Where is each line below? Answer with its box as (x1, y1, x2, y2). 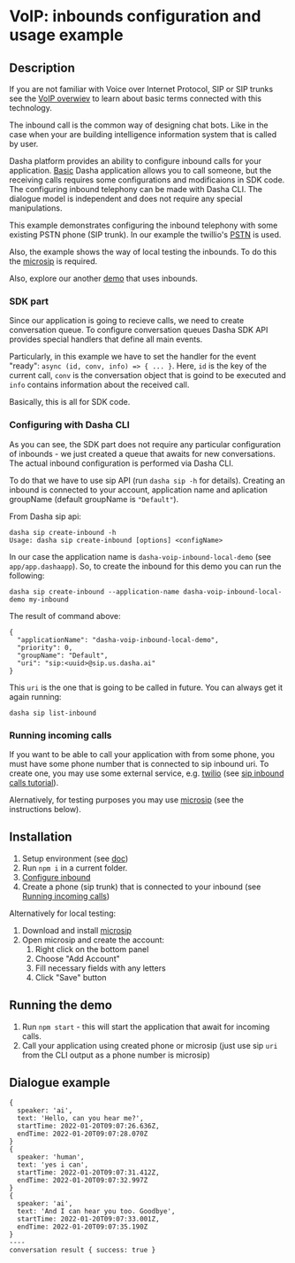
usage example (9, 25, 124, 45)
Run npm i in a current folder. (21, 862, 128, 873)
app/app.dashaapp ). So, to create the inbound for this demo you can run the (9, 561, 282, 571)
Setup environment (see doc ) (21, 853, 129, 864)
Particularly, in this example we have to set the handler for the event (9, 352, 257, 362)
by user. (9, 139, 39, 149)
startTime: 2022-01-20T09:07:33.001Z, (17, 1215, 161, 1224)
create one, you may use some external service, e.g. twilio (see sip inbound (9, 768, 284, 779)
